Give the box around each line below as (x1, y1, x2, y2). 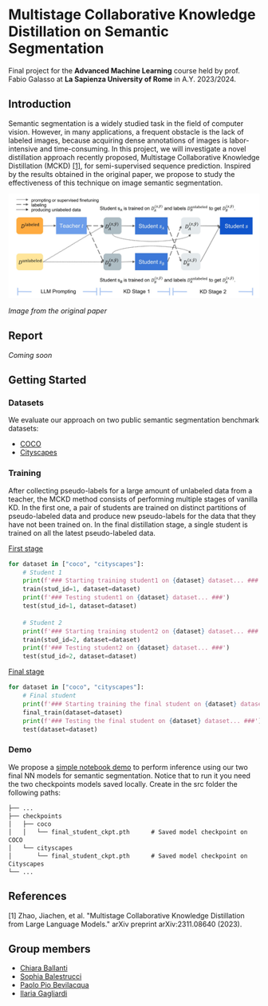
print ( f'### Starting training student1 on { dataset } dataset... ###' (22, 576, 262, 585)
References (8, 890, 67, 903)
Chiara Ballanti (19, 963, 68, 973)
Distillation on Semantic (8, 22, 169, 41)
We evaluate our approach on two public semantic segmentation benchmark (8, 415, 259, 425)
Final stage (8, 667, 45, 677)
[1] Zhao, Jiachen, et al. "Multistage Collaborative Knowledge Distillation (8, 910, 245, 920)
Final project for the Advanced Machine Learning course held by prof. (8, 65, 241, 75)
